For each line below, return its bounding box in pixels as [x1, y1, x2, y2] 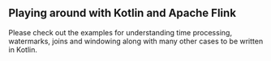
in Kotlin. [8, 44, 38, 55]
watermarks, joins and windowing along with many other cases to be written [8, 36, 264, 46]
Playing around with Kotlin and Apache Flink [8, 6, 237, 20]
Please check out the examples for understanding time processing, [8, 27, 233, 37]
